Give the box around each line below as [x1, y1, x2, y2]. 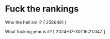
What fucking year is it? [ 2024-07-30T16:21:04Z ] [5, 28, 106, 34]
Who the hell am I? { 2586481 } [5, 19, 67, 25]
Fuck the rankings [5, 3, 79, 14]
